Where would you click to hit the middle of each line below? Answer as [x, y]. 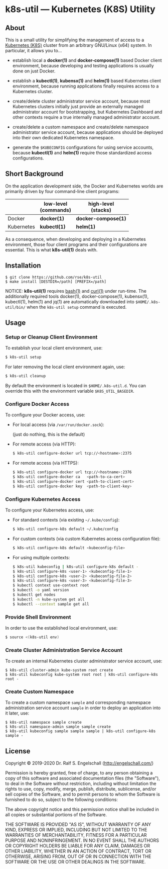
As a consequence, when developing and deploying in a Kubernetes [76, 239]
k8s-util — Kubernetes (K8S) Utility [80, 9]
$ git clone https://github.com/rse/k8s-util [53, 277]
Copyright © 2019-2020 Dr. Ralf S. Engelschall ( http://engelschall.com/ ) [79, 763]
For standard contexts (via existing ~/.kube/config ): [66, 520]
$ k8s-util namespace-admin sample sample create [58, 727]
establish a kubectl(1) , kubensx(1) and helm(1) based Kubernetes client [87, 81]
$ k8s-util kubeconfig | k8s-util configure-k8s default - [75, 567]
